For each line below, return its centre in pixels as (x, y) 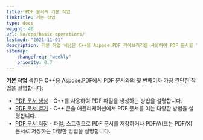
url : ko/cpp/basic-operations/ (46, 34)
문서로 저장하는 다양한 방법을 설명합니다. (63, 131)
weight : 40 (20, 29)
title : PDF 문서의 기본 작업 (38, 12)
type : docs (20, 23)
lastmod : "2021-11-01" (35, 40)
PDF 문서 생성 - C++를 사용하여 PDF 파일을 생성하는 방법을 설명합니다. (99, 101)
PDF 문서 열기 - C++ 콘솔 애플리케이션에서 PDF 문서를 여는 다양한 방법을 (101, 108)
